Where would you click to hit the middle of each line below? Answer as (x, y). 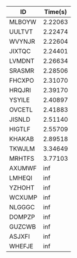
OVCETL (21, 109)
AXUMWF (23, 168)
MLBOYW (23, 22)
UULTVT (21, 31)
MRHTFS (22, 158)
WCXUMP (23, 197)
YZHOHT (22, 187)
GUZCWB (23, 226)
